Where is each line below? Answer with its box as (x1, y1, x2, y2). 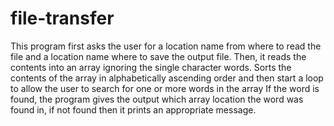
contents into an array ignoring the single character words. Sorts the (10, 61, 292, 73)
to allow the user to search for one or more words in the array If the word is (10, 82, 320, 94)
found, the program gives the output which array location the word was (10, 93, 304, 105)
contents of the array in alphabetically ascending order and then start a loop (10, 72, 324, 84)
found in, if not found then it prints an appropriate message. (10, 103, 257, 116)
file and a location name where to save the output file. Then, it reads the (10, 50, 307, 62)
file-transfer (10, 7, 115, 30)
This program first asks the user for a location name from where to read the (10, 40, 322, 52)
